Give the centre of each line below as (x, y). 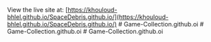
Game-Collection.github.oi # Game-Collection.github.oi (85, 31)
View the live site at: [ (37, 10)
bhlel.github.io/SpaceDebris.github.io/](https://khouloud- (88, 17)
